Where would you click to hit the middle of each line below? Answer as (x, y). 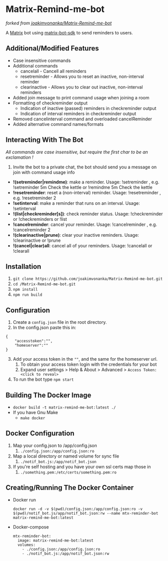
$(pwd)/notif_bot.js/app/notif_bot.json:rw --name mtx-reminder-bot (85, 513)
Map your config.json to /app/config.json (55, 445)
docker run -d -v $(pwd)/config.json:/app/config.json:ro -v (78, 509)
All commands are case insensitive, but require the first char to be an (77, 152)
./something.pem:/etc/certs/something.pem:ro (68, 472)
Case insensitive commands (42, 60)
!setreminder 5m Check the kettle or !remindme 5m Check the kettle (83, 187)
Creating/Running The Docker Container (70, 488)
